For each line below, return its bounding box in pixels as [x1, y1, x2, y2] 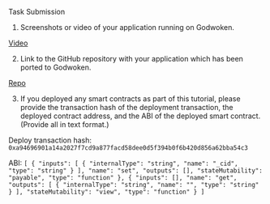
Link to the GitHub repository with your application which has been [19, 54, 243, 63]
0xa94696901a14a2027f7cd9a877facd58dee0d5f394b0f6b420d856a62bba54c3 [8, 144, 249, 152]
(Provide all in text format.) [19, 120, 109, 129]
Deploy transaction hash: [8, 135, 92, 145]
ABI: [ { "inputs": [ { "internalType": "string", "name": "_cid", [8, 158, 238, 168]
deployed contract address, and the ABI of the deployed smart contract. [19, 111, 261, 121]
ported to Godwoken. [19, 62, 92, 72]
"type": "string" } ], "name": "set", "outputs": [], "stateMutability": [8, 167, 264, 175]
